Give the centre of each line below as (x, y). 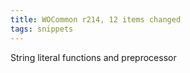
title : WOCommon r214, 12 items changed (96, 19)
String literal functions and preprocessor (93, 57)
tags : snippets (42, 29)
